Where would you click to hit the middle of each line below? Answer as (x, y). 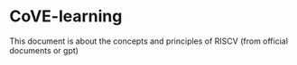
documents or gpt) (44, 50)
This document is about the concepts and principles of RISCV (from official (149, 41)
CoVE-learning (66, 16)
